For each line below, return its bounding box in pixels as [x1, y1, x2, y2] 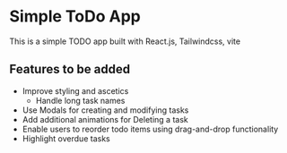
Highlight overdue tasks [22, 132, 110, 144]
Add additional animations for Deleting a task [22, 114, 188, 124]
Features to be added [9, 62, 131, 77]
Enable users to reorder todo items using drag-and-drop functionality [22, 123, 279, 134]
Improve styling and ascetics [22, 85, 129, 96]
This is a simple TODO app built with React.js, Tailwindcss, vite [9, 36, 240, 47]
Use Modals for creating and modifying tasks [22, 105, 189, 115]
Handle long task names [35, 95, 126, 106]
